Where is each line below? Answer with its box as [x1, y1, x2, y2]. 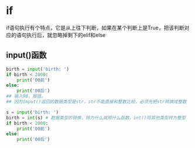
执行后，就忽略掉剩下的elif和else [26, 31, 106, 39]
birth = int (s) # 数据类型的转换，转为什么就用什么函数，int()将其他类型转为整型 [6, 115, 186, 121]
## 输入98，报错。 [6, 94, 46, 99]
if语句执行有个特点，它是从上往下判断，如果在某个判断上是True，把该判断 [6, 24, 184, 31]
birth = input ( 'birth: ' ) [6, 66, 69, 72]
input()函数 [6, 50, 47, 60]
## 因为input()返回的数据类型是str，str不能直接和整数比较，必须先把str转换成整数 [6, 99, 187, 105]
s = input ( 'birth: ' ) [6, 109, 59, 115]
